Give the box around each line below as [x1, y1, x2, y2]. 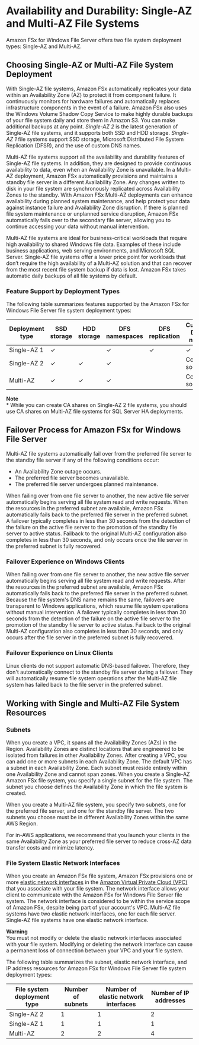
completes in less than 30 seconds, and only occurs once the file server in [6, 536, 188, 543]
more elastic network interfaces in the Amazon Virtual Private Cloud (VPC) [6, 879, 188, 886]
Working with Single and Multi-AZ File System [6, 698, 179, 708]
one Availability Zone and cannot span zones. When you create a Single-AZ [6, 771, 191, 778]
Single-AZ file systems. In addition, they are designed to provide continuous [6, 159, 191, 167]
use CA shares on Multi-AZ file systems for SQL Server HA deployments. [6, 408, 184, 415]
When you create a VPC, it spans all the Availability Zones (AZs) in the [6, 739, 176, 746]
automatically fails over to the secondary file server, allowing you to [6, 216, 171, 223]
